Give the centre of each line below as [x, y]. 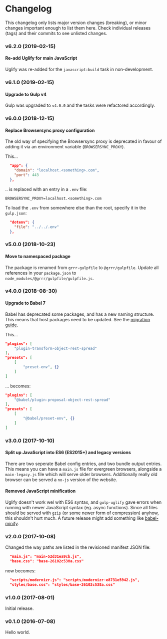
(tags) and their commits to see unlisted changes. [56, 33]
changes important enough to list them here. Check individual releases [78, 28]
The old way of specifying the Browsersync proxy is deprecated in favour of [83, 141]
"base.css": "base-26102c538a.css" [47, 561]
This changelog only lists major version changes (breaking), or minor [76, 23]
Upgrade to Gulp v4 [26, 94]
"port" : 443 [26, 175]
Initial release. [19, 608]
